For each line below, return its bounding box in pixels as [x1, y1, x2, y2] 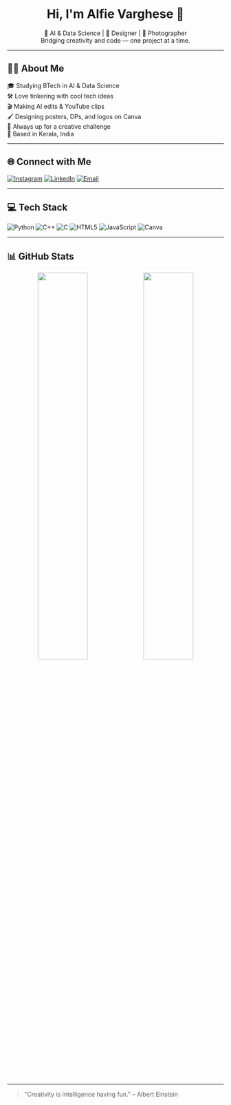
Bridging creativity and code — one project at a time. [41, 36, 190, 44]
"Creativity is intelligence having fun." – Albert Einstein [23, 1091, 179, 1099]
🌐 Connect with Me [7, 156, 91, 168]
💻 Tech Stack [7, 201, 68, 213]
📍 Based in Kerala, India [7, 129, 74, 138]
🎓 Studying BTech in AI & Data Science [7, 81, 120, 90]
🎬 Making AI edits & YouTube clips [7, 102, 105, 110]
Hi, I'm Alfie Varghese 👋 [47, 6, 184, 22]
